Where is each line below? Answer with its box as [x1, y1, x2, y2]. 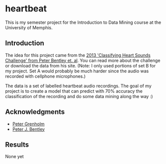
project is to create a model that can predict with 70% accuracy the [5, 88, 143, 94]
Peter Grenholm [12, 121, 45, 127]
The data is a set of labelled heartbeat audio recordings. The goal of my [5, 83, 152, 89]
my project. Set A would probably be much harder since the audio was [5, 68, 149, 74]
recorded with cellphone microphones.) [5, 73, 86, 79]
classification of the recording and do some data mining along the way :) [5, 93, 153, 99]
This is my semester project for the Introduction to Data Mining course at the [5, 19, 162, 25]
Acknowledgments [5, 108, 65, 116]
